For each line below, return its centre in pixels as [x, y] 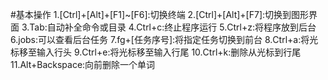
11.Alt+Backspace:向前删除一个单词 [83, 64]
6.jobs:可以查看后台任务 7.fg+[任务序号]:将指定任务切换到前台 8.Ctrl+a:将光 [164, 39]
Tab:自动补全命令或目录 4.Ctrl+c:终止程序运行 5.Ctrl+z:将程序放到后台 [173, 27]
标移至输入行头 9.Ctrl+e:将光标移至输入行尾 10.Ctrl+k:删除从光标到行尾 [156, 52]
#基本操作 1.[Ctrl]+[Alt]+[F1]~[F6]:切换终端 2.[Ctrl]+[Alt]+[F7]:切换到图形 [160, 14]
